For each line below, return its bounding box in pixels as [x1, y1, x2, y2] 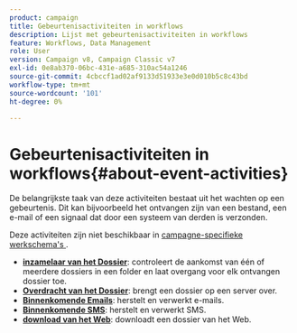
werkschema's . [9, 239, 70, 250]
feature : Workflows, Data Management [9, 38, 152, 48]
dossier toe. [22, 276, 68, 287]
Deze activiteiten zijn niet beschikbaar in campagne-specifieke [9, 229, 244, 240]
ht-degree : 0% [9, 97, 63, 106]
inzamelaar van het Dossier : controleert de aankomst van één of [22, 256, 265, 267]
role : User [9, 47, 51, 56]
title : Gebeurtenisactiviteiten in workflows [9, 22, 183, 31]
